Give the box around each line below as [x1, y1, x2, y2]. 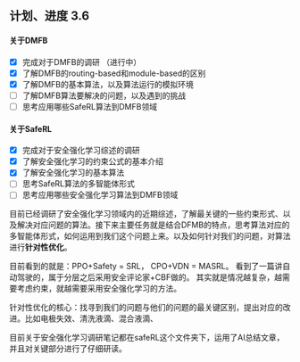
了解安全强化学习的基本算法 [21, 168, 125, 178]
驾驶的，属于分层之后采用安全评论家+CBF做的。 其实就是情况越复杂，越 [16, 272, 283, 283]
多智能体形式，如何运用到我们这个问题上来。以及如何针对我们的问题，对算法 [9, 231, 291, 242]
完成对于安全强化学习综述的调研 [21, 145, 140, 156]
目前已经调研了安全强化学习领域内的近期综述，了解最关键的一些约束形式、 [9, 209, 283, 219]
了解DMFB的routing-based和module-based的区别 [21, 68, 206, 78]
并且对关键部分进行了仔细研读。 [9, 343, 127, 354]
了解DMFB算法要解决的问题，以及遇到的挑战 [21, 90, 186, 101]
